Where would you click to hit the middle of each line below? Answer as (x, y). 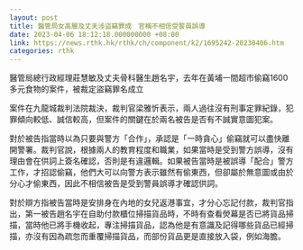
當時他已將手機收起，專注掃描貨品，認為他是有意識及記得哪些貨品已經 (155, 225)
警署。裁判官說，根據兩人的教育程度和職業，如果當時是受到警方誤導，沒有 (155, 150)
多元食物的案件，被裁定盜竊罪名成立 (77, 89)
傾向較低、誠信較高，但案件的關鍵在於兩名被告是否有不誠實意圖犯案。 (147, 120)
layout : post (34, 18)
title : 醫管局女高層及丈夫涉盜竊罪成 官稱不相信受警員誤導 (107, 26)
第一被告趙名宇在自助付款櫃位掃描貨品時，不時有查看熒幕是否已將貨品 (155, 214)
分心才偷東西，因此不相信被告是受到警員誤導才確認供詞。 (116, 183)
